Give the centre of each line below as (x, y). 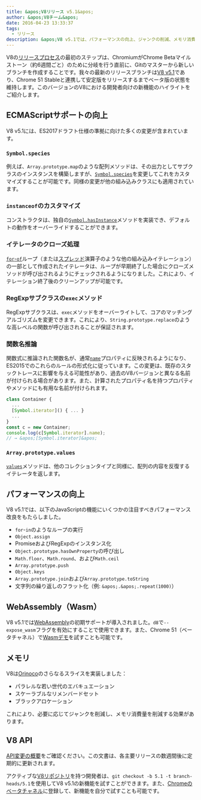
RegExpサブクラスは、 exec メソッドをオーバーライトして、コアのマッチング (99, 312)
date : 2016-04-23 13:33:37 (40, 23)
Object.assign (32, 537)
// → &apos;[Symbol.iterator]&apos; (52, 438)
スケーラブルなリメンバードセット (57, 694)
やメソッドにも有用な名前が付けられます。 (58, 388)
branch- (183, 776)
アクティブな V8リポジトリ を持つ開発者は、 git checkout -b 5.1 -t (89, 775)
